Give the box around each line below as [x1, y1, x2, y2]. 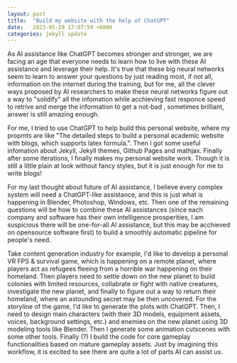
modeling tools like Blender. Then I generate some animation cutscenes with [7, 325, 231, 334]
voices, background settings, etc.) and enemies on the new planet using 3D [7, 318, 228, 326]
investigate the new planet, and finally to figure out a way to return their [7, 287, 216, 296]
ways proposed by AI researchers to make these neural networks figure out [7, 87, 228, 96]
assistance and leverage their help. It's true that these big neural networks [7, 65, 225, 73]
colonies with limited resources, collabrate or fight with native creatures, [7, 280, 219, 288]
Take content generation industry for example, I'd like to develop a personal [7, 249, 228, 258]
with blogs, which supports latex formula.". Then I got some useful [7, 139, 201, 148]
